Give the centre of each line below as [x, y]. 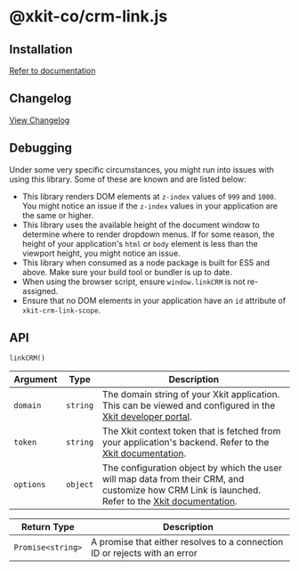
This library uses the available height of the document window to [141, 224]
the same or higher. [58, 215]
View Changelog [40, 120]
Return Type [48, 527]
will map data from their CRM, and [173, 479]
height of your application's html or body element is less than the [140, 243]
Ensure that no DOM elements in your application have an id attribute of [154, 300]
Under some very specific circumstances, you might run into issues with [141, 169]
